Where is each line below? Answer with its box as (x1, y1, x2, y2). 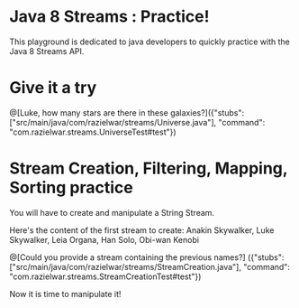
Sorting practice (9, 178, 133, 198)
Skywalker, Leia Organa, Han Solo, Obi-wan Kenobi (9, 234, 200, 245)
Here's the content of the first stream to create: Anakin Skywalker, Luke (9, 224, 275, 236)
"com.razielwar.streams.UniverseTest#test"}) (9, 126, 177, 137)
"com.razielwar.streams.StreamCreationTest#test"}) (9, 271, 202, 282)
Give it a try (9, 78, 97, 98)
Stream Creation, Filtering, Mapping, (9, 158, 288, 179)
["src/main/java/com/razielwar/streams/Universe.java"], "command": (9, 117, 266, 127)
